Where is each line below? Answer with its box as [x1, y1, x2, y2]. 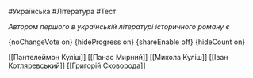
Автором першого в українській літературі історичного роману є [8, 22, 230, 31]
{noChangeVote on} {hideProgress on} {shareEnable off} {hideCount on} [8, 37, 246, 46]
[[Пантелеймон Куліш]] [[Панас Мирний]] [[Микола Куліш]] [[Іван [8, 53, 228, 61]
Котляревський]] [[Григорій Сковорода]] [8, 61, 146, 70]
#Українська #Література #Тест [8, 7, 117, 16]
